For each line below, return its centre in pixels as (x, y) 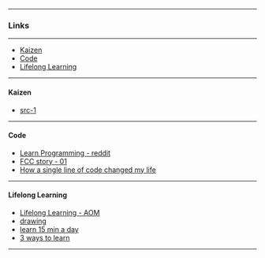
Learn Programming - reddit (65, 153)
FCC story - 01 (43, 161)
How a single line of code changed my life (88, 170)
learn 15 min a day (49, 229)
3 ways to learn (45, 237)
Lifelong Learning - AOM (60, 212)
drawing (33, 221)
